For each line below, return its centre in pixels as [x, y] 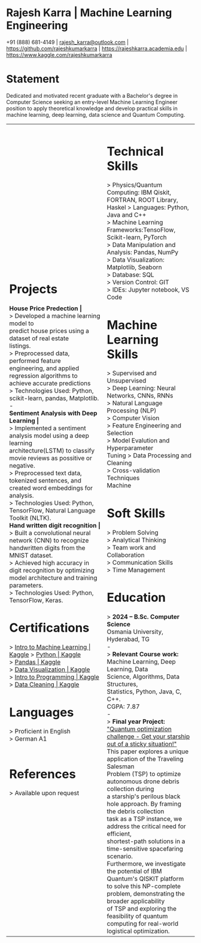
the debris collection [135, 811]
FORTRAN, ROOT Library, [142, 200]
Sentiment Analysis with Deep [53, 413]
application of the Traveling [145, 759]
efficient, [119, 833]
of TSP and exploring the [142, 908]
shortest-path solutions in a [146, 841]
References [42, 774]
